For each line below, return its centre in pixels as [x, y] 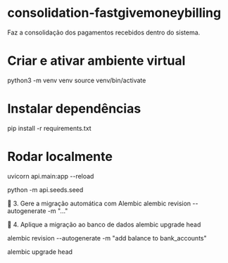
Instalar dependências [74, 109]
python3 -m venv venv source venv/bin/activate [77, 80]
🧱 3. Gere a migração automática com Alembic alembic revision [99, 203]
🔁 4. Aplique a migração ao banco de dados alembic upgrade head [104, 224]
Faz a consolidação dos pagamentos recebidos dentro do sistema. [104, 32]
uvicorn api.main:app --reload [51, 176]
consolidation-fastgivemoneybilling [114, 13]
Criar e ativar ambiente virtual [96, 61]
